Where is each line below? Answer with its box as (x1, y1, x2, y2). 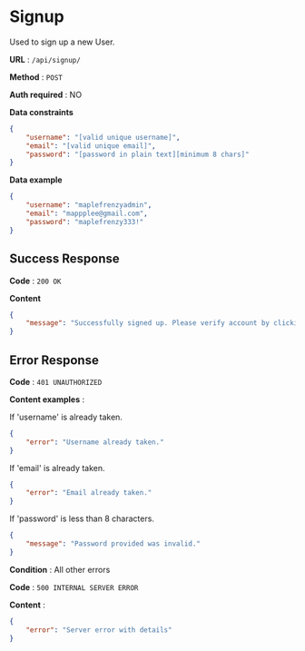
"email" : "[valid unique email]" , (25, 141, 156, 151)
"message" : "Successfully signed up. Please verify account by (25, 319, 271, 328)
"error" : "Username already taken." (25, 438, 165, 447)
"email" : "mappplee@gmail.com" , (25, 209, 148, 219)
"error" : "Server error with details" (25, 625, 172, 635)
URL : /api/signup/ (9, 54, 82, 64)
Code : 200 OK (9, 275, 62, 286)
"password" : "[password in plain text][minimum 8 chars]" (25, 150, 250, 159)
